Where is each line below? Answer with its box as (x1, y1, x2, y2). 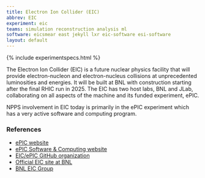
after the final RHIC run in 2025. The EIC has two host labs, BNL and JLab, (6, 85, 193, 92)
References (6, 125, 42, 133)
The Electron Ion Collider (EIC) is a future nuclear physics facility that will (6, 66, 190, 73)
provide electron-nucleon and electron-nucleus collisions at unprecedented (6, 73, 197, 79)
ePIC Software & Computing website (15, 146, 107, 153)
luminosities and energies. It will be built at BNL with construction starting (6, 79, 192, 86)
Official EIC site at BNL (15, 158, 72, 166)
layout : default (6, 37, 48, 43)
